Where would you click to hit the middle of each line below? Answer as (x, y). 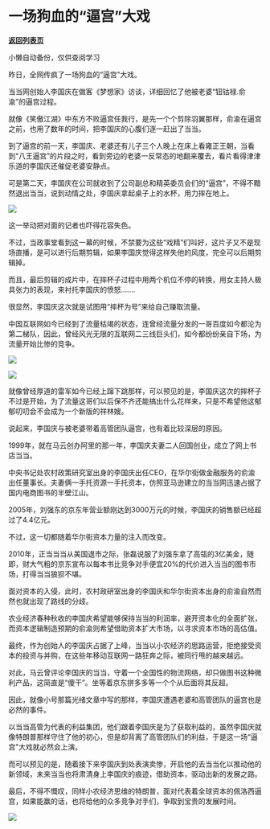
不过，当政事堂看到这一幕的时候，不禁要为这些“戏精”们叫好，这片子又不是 (131, 242)
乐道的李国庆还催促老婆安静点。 (61, 166)
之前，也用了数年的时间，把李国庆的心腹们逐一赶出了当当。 (107, 129)
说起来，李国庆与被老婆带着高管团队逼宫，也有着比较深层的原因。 (117, 428)
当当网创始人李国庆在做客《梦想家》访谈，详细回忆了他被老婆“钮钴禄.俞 (127, 91)
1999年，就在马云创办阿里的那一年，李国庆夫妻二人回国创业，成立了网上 (129, 445)
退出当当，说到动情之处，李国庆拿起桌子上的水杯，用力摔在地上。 (124, 193)
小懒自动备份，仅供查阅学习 (54, 57)
